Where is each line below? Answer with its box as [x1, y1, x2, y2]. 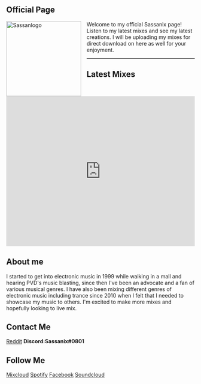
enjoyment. [86, 46, 115, 53]
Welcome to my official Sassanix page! [86, 20, 182, 28]
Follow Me [6, 355, 45, 365]
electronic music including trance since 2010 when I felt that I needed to [6, 292, 184, 299]
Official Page [6, 5, 56, 15]
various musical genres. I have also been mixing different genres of [6, 285, 172, 293]
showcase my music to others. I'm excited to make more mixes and [6, 298, 172, 305]
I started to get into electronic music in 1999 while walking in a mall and [6, 272, 182, 280]
